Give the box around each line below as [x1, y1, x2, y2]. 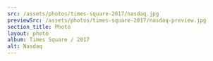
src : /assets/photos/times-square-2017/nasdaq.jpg [7, 10, 159, 18]
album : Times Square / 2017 [7, 36, 90, 43]
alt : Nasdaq [7, 43, 42, 50]
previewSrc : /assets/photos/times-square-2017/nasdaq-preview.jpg [7, 17, 207, 24]
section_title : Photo [7, 23, 71, 30]
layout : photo [7, 29, 49, 37]
